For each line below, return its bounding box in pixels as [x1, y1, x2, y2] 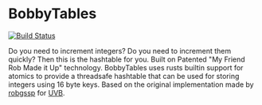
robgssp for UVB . [8, 88, 65, 97]
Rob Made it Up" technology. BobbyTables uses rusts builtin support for [8, 62, 244, 72]
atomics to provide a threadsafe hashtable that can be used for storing [8, 71, 240, 81]
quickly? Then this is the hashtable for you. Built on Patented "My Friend [8, 54, 245, 64]
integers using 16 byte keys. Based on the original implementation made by [8, 80, 254, 89]
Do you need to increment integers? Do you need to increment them [8, 46, 232, 55]
